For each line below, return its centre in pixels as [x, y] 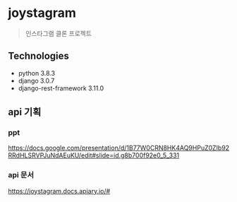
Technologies [39, 56]
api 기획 [25, 112]
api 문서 [21, 175]
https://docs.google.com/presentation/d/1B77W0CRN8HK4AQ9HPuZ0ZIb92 [119, 148]
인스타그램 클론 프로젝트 [59, 33]
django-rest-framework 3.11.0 [61, 88]
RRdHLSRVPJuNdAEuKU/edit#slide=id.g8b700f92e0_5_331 [94, 155]
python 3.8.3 [37, 73]
